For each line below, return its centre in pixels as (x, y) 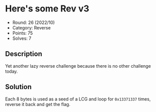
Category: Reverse (32, 27)
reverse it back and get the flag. (38, 104)
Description (24, 54)
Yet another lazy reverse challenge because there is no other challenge (78, 66)
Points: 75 (23, 33)
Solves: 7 (22, 38)
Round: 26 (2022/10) (34, 22)
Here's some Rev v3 (47, 9)
